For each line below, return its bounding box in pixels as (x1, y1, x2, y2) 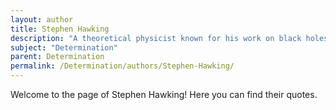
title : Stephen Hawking (10, 24, 110, 34)
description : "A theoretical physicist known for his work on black (10, 33, 302, 43)
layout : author (10, 14, 74, 25)
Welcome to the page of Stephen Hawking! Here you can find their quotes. (10, 89, 318, 100)
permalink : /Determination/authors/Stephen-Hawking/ (10, 61, 235, 71)
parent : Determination (10, 52, 105, 62)
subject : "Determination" (10, 42, 118, 53)
